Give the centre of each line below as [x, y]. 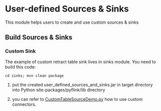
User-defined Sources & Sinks [67, 9]
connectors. [24, 104]
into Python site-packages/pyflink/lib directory [58, 90]
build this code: [20, 67]
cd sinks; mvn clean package [34, 76]
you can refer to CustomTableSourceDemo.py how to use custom [77, 99]
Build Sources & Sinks [39, 37]
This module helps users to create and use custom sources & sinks [72, 22]
